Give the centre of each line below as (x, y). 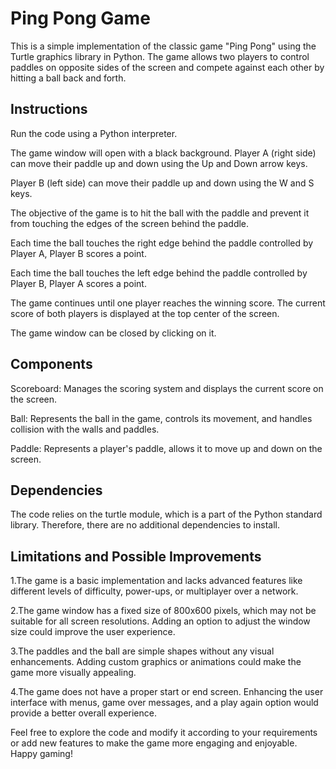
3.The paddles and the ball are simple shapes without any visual (142, 651)
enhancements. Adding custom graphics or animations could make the (156, 662)
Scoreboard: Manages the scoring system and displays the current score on (167, 388)
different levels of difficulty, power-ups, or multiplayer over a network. (154, 591)
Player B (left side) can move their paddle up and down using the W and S (162, 183)
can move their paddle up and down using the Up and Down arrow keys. (159, 163)
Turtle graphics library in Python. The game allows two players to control (160, 56)
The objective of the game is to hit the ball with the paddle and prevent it (160, 213)
